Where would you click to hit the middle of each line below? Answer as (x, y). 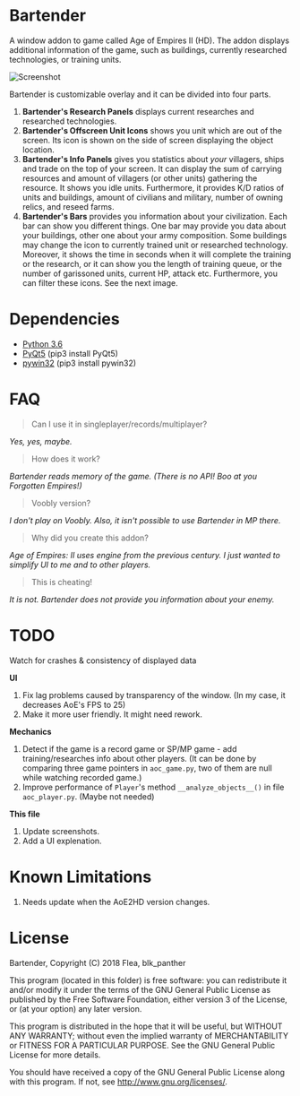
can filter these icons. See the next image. (100, 282)
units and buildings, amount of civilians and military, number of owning (153, 197)
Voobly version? (61, 503)
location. (39, 150)
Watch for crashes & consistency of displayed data (103, 660)
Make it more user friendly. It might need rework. (112, 714)
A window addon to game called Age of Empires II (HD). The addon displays (149, 40)
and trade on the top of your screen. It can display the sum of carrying (152, 168)
